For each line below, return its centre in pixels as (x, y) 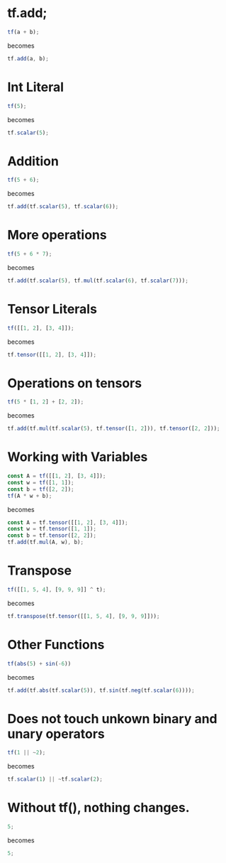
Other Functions (56, 645)
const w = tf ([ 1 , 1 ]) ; (41, 482)
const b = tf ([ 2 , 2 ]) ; (41, 489)
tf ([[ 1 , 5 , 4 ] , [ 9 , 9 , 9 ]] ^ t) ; (57, 590)
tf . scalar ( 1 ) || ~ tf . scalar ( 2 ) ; (55, 779)
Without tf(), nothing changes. (98, 808)
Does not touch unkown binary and (112, 718)
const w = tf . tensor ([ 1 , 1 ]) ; (52, 529)
